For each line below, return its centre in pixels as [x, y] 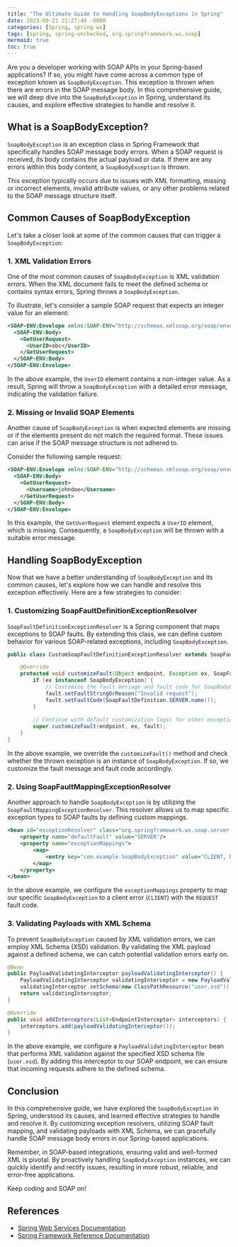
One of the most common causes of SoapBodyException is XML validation [113, 276]
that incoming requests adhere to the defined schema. [87, 1069]
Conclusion [33, 1091]
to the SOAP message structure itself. [62, 195]
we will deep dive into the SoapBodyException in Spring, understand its [109, 97]
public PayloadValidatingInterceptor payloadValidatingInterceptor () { [115, 974]
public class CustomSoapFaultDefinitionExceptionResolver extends [107, 654]
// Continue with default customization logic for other [118, 720]
